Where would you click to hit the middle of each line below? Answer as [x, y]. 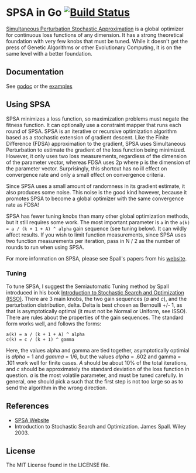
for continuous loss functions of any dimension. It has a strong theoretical [95, 35]
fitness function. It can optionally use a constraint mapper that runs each [94, 125]
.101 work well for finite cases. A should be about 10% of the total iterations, [97, 362]
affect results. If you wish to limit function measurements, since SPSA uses [96, 235]
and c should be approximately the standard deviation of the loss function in [98, 369]
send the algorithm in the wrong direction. [56, 388]
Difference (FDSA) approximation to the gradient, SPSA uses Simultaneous [96, 143]
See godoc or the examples [39, 86]
